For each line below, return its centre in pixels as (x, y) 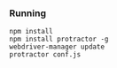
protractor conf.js (45, 55)
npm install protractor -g (59, 39)
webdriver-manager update (57, 47)
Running (28, 13)
